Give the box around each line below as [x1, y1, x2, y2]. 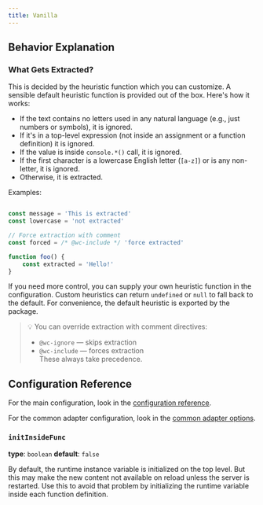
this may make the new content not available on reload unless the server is [8, 473, 250, 482]
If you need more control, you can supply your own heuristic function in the [8, 282, 252, 291]
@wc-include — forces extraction [38, 346, 144, 356]
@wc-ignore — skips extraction [38, 337, 137, 347]
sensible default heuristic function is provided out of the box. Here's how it [8, 90, 250, 100]
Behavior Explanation [8, 41, 115, 54]
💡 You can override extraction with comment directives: [27, 322, 208, 331]
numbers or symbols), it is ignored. [19, 123, 133, 132]
